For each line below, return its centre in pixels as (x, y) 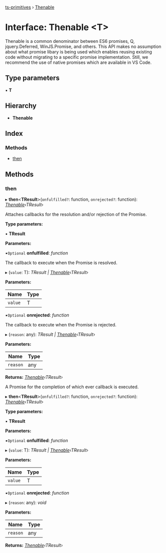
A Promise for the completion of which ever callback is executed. (72, 387)
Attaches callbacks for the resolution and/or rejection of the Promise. (76, 214)
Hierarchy (21, 106)
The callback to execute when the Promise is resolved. (61, 263)
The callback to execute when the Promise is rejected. (61, 324)
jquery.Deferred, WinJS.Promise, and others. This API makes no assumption (83, 46)
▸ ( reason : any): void (26, 502)
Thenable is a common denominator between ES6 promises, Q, (70, 41)
